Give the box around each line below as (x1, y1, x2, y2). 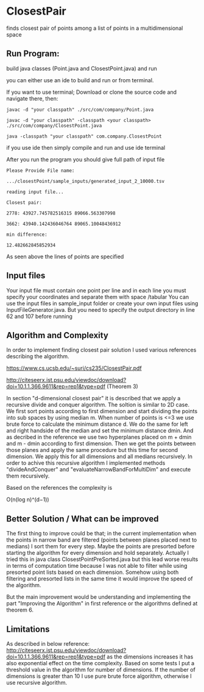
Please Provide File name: (6, 168, 75, 174)
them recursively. (6, 472, 50, 479)
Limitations (6, 624, 50, 634)
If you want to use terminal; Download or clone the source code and (6, 88, 177, 96)
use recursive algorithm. (6, 679, 68, 686)
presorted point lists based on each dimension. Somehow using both (6, 568, 179, 576)
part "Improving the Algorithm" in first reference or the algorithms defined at (6, 600, 198, 607)
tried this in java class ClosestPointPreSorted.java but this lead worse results (6, 556, 199, 563)
